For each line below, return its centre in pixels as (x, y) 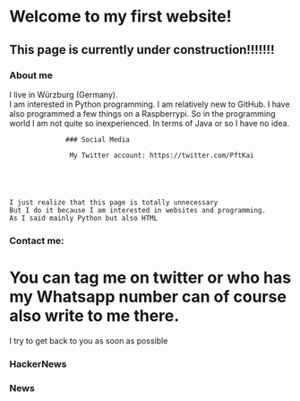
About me (31, 75)
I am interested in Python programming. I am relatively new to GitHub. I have (150, 104)
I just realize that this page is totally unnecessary (114, 202)
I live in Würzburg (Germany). (64, 94)
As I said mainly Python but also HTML (84, 218)
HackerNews (38, 363)
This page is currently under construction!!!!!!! (142, 50)
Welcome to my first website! (120, 17)
